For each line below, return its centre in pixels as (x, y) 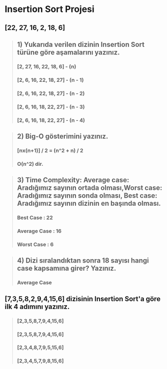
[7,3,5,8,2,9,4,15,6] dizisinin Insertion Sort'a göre (83, 299)
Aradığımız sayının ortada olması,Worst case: (89, 188)
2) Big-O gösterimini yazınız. (62, 136)
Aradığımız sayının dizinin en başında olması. (89, 203)
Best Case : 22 (35, 218)
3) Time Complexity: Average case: (73, 180)
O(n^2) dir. (30, 164)
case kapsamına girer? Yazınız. (66, 268)
